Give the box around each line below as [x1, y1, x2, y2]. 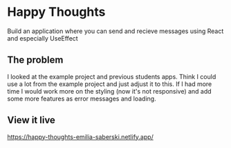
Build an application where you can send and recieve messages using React [7, 27, 224, 35]
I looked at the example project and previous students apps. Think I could [7, 72, 216, 81]
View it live [7, 114, 55, 126]
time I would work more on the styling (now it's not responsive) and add [7, 87, 212, 95]
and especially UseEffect [7, 34, 78, 42]
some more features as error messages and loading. [7, 94, 157, 103]
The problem [7, 54, 64, 66]
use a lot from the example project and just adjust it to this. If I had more [7, 80, 212, 88]
